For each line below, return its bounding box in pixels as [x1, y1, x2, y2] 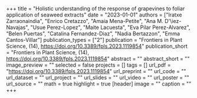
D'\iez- [164, 18, 182, 24]
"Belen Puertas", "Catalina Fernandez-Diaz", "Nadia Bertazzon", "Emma [6, 30, 180, 37]
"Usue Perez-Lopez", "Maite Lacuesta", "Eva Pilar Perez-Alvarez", [30, 24, 191, 31]
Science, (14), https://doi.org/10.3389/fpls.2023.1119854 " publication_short [6, 43, 188, 50]
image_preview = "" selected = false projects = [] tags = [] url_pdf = [6, 61, 171, 68]
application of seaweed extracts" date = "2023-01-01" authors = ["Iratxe [6, 11, 182, 18]
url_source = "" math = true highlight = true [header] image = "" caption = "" [6, 80, 192, 87]
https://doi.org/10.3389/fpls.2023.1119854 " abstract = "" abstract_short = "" [6, 55, 190, 62]
